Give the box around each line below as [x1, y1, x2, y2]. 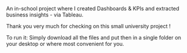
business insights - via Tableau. [6, 11, 84, 18]
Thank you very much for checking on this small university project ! [6, 23, 171, 29]
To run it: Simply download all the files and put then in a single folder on [6, 34, 182, 41]
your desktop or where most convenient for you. [6, 41, 125, 47]
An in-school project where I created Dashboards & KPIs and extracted [6, 5, 180, 12]
